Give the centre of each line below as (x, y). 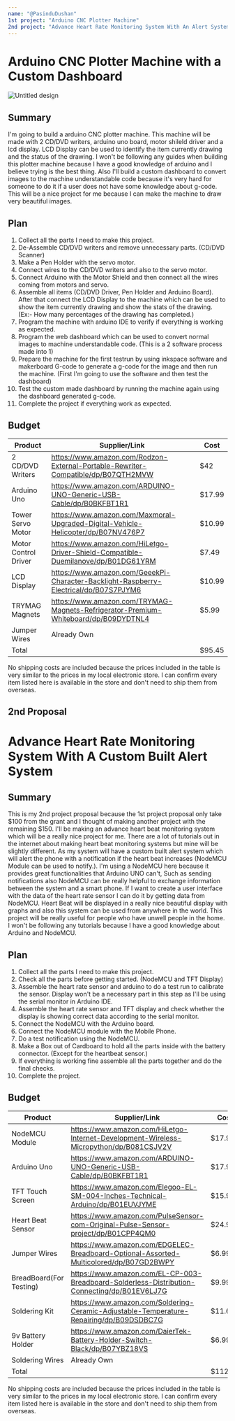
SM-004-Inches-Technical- (118, 1195)
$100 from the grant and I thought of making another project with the (107, 822)
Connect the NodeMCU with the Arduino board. (86, 1023)
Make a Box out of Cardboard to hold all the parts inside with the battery (122, 1045)
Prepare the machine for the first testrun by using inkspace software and (122, 359)
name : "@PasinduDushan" (43, 14)
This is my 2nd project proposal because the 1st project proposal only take (115, 814)
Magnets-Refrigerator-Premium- (107, 610)
